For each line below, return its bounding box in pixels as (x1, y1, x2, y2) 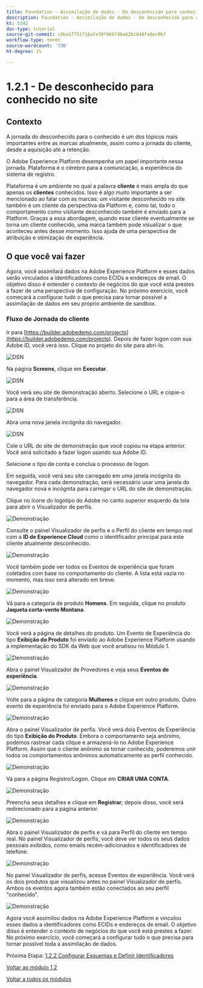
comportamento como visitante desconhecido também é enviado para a (6, 208, 186, 215)
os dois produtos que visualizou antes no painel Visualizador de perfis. (6, 878, 182, 885)
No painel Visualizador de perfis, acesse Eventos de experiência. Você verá (6, 871, 195, 879)
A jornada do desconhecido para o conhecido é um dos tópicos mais (6, 133, 178, 140)
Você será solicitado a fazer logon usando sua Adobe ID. (6, 448, 147, 456)
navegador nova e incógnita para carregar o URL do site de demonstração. (6, 485, 193, 492)
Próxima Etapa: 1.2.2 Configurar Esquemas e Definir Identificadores (6, 952, 174, 959)
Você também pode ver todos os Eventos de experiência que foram (6, 563, 175, 570)
